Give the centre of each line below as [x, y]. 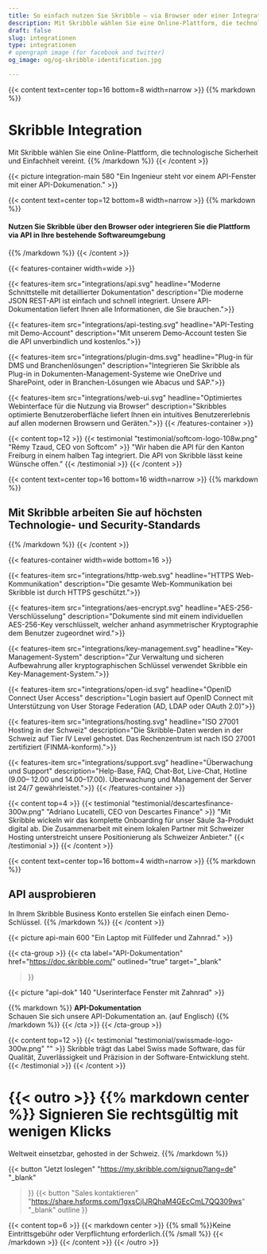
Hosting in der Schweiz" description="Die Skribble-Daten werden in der [126, 730]
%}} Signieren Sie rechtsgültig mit [124, 1114]
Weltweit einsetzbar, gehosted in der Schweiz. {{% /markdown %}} [118, 1153]
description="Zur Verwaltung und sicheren [154, 657]
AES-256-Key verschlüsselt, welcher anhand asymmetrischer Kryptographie [133, 624]
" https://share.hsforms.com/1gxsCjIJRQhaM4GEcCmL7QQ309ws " [136, 1201]
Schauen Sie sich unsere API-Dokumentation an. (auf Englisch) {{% [119, 1016]
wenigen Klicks [60, 1131]
